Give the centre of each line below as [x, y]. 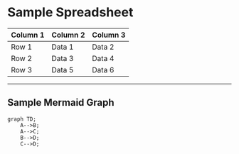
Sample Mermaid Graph [61, 103]
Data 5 [63, 70]
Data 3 [63, 58]
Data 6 [103, 70]
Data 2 [103, 47]
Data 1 [63, 47]
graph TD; [22, 119]
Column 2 [68, 35]
